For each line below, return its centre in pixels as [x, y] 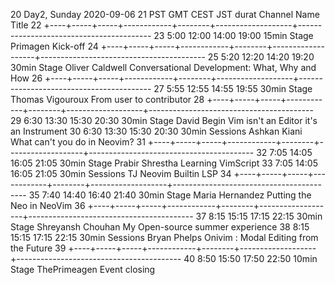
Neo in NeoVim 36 [48, 205]
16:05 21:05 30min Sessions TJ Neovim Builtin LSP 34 [121, 173]
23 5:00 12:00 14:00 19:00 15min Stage [233, 35]
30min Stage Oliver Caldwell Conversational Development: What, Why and [163, 67]
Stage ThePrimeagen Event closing [83, 269]
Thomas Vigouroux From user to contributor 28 [107, 99]
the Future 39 [38, 248]
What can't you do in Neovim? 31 [78, 142]
